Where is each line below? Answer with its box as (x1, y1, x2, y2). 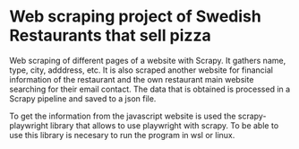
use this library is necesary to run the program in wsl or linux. (9, 129, 235, 140)
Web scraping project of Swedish (9, 6, 261, 27)
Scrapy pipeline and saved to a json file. (9, 92, 157, 104)
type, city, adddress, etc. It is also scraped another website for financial (9, 65, 273, 75)
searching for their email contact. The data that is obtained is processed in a (9, 83, 291, 94)
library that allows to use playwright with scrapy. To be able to (50, 119, 279, 131)
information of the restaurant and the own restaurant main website (9, 74, 254, 84)
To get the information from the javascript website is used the (9, 110, 236, 121)
